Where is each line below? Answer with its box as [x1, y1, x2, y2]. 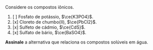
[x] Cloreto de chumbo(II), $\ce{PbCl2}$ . [12, 19, 97, 25]
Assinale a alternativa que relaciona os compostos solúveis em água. [5, 39, 148, 45]
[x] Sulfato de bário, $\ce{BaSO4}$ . [12, 30, 86, 35]
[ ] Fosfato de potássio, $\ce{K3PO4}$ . [12, 14, 93, 19]
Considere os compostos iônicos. [5, 4, 74, 10]
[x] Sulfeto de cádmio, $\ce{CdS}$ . [12, 24, 86, 30]
